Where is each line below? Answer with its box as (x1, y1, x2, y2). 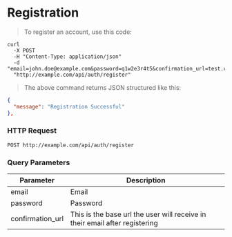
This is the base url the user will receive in (70, 209, 206, 219)
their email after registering (70, 218, 158, 228)
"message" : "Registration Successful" (13, 103, 126, 110)
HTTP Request (7, 126, 57, 135)
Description (126, 176, 166, 185)
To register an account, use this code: (23, 28, 133, 36)
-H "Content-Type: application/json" (13, 53, 122, 60)
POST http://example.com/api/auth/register (7, 142, 135, 149)
